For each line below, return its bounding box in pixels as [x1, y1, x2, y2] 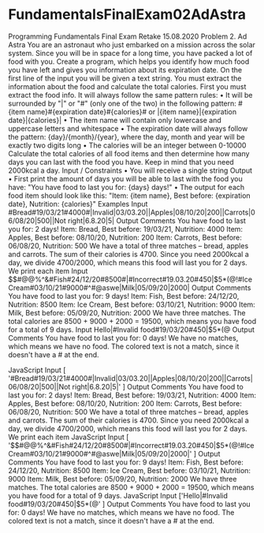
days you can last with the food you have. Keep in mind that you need [8, 157, 234, 166]
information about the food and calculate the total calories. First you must [8, 81, 247, 91]
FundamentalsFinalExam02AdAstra [8, 6, 247, 24]
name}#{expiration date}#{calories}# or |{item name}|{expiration [27, 106, 237, 116]
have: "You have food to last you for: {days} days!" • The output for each [8, 182, 245, 192]
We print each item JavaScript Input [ [8, 432, 129, 442]
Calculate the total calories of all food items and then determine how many [8, 148, 250, 158]
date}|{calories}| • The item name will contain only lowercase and [8, 115, 222, 125]
